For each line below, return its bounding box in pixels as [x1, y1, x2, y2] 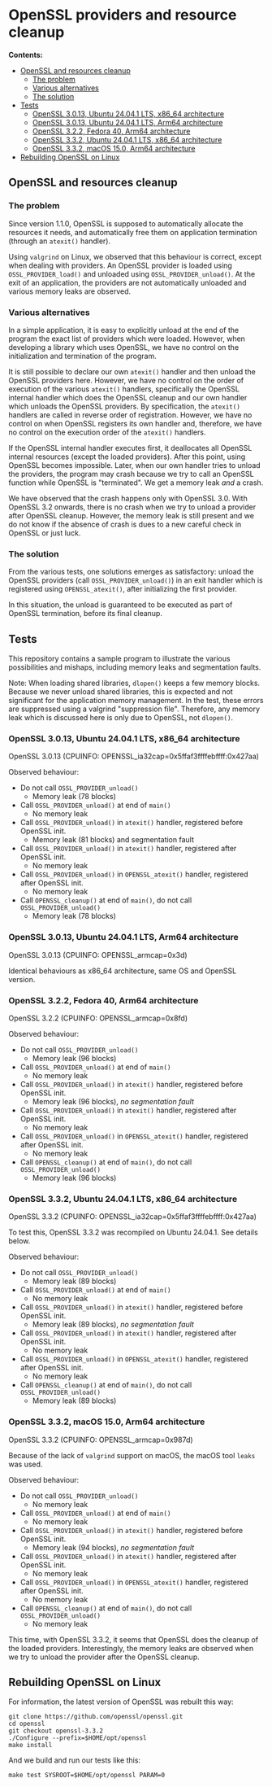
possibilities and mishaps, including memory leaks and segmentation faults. [8, 662, 261, 672]
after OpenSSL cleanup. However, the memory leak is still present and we [8, 510, 254, 520]
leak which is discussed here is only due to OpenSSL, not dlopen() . [8, 713, 234, 723]
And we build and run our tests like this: [8, 1755, 140, 1765]
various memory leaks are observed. [8, 286, 132, 296]
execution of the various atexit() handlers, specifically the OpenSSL [8, 384, 240, 394]
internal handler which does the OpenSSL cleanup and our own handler [8, 392, 248, 402]
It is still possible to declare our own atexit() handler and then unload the [8, 366, 256, 376]
